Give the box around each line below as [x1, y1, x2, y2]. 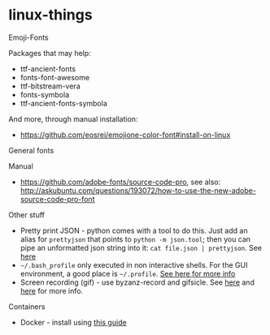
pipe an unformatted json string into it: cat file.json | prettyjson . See [20, 243, 263, 252]
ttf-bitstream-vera [20, 81, 81, 91]
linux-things [8, 6, 93, 24]
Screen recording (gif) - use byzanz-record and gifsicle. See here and [20, 277, 255, 287]
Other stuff [8, 209, 45, 220]
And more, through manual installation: [8, 114, 138, 123]
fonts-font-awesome [20, 72, 90, 82]
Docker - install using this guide [20, 317, 128, 327]
